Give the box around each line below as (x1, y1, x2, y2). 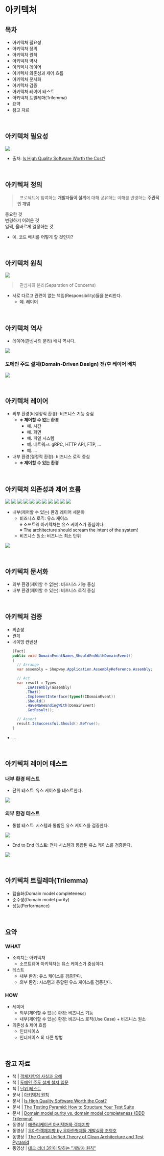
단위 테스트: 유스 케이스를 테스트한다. (12, 787, 83, 793)
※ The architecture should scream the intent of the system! (19, 527, 139, 533)
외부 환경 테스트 (5, 810, 40, 817)
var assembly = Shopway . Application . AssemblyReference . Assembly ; (17, 667, 153, 672)
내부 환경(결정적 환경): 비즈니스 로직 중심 (12, 454, 90, 459)
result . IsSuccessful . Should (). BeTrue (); (17, 721, 100, 726)
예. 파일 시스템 (26, 435, 55, 441)
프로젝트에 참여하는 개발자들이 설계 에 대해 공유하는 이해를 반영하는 (19, 194, 147, 200)
